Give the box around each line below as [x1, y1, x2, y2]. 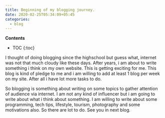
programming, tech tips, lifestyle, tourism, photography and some [5, 101, 140, 108]
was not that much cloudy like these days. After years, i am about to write [5, 60, 156, 66]
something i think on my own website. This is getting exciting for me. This [5, 65, 156, 71]
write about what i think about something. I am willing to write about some [5, 96, 157, 102]
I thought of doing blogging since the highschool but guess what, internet [5, 55, 156, 61]
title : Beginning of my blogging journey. [5, 7, 95, 13]
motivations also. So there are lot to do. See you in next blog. [5, 107, 131, 113]
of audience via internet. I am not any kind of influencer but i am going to [5, 91, 155, 97]
